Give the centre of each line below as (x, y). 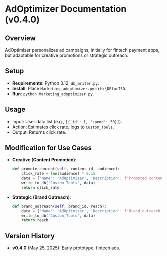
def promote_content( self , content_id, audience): (66, 169)
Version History (30, 236)
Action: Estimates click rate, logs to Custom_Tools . (63, 127)
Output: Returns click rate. (39, 132)
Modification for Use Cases (49, 148)
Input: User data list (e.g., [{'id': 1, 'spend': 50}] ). (67, 121)
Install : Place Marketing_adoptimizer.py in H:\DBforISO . (69, 88)
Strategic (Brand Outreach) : (42, 197)
